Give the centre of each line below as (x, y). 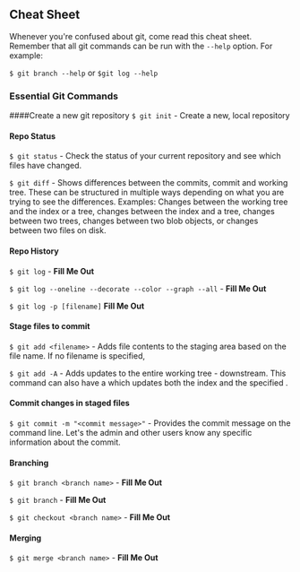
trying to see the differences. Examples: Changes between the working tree (149, 202)
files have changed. (46, 166)
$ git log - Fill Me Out (52, 271)
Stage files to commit (50, 326)
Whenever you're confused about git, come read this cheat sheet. (131, 36)
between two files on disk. (58, 230)
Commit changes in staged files (69, 403)
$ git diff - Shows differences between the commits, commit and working (149, 183)
